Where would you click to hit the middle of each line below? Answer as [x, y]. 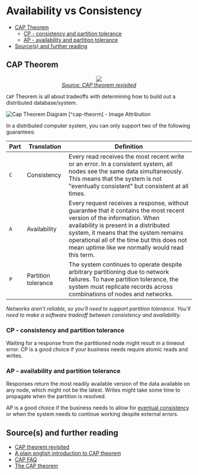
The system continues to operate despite [126, 264]
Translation [45, 146]
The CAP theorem [36, 466]
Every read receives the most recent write [126, 156]
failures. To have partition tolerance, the [123, 279]
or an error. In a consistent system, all [121, 164]
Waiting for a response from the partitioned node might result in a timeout [95, 343]
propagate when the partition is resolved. [56, 396]
